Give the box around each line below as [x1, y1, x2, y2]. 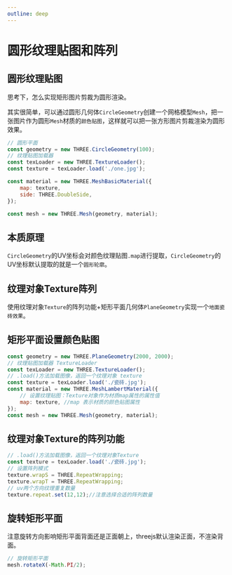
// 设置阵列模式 [7, 465, 48, 472]
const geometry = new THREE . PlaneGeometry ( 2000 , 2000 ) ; [7, 352, 174, 360]
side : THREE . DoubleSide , [20, 191, 93, 198]
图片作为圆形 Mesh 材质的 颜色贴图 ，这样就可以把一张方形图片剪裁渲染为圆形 [13, 117, 226, 125]
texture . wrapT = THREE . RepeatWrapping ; [7, 478, 124, 485]
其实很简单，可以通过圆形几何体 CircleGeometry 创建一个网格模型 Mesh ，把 [7, 107, 217, 116]
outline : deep [7, 10, 49, 18]
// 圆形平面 [7, 139, 39, 146]
